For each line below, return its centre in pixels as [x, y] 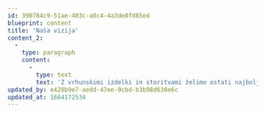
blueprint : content [40, 23]
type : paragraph [49, 53]
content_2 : [25, 38]
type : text [54, 75]
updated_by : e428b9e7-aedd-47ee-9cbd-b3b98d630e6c [93, 90]
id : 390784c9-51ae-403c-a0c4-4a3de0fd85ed [79, 16]
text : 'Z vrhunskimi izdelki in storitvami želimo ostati [134, 82]
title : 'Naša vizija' [43, 30]
